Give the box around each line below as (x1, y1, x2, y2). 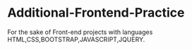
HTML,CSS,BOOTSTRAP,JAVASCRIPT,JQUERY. (7, 35, 145, 43)
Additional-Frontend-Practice (7, 5, 185, 21)
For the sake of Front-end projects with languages (7, 28, 153, 36)
